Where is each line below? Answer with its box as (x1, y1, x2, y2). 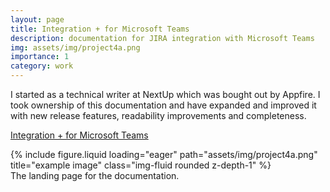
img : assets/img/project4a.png (10, 42, 141, 53)
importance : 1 (10, 52, 70, 62)
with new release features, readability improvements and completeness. (10, 110, 307, 121)
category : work (10, 61, 74, 71)
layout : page (10, 14, 65, 25)
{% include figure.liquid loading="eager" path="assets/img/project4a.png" (10, 149, 318, 160)
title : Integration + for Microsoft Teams (10, 24, 190, 34)
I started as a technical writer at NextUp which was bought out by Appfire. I (10, 89, 321, 100)
